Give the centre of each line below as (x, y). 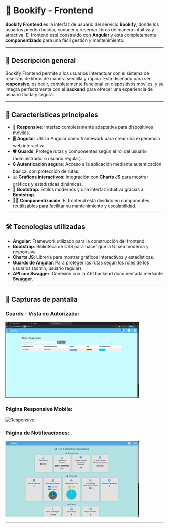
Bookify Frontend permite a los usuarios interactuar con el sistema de (77, 73)
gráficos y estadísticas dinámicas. (48, 184)
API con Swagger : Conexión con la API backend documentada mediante (88, 274)
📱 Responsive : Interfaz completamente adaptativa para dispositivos (83, 127)
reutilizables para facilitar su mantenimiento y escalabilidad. (74, 206)
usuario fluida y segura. (30, 94)
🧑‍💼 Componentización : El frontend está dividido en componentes (81, 200)
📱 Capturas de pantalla (41, 299)
